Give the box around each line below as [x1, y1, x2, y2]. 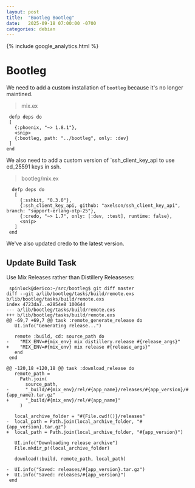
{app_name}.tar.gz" [6, 392, 56, 398]
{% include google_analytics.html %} [6, 43, 99, 50]
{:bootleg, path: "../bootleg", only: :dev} [14, 135, 129, 142]
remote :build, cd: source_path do [14, 333, 104, 340]
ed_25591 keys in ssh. [6, 163, 61, 170]
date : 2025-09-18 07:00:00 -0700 [6, 20, 97, 26]
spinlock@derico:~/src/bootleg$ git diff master [9, 285, 135, 291]
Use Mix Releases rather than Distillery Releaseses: [6, 274, 135, 281]
